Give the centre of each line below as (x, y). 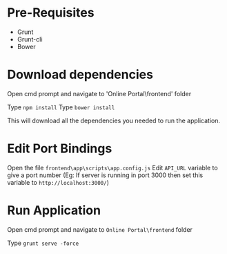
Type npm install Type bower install (61, 107)
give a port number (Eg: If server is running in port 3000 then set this (105, 175)
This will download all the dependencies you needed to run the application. (114, 120)
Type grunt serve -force (43, 243)
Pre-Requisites (51, 13)
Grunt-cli (30, 39)
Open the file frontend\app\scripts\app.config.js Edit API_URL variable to (113, 167)
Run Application (54, 210)
